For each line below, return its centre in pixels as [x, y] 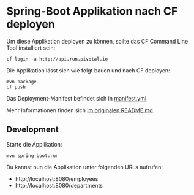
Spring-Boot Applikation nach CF [92, 11]
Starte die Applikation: [34, 144]
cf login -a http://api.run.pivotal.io [57, 59]
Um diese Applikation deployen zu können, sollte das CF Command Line [97, 41]
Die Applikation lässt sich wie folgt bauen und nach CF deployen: [88, 70]
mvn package [21, 82]
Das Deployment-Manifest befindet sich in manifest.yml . [77, 98]
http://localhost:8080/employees [57, 178]
